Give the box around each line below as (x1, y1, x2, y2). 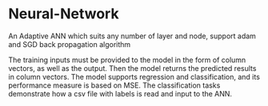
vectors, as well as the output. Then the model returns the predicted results (8, 63, 257, 73)
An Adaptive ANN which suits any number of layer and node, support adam (8, 31, 256, 41)
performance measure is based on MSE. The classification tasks (8, 80, 221, 90)
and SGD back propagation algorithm (8, 39, 131, 49)
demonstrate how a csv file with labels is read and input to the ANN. (8, 88, 233, 98)
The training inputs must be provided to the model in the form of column (8, 55, 246, 65)
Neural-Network (8, 5, 119, 23)
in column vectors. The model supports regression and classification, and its (8, 72, 260, 81)
